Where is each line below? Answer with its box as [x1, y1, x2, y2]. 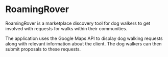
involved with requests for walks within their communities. [5, 25, 128, 31]
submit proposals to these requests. [5, 46, 81, 52]
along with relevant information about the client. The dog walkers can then [5, 40, 162, 46]
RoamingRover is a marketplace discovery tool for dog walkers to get [5, 20, 151, 26]
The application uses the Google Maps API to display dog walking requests [5, 35, 163, 41]
